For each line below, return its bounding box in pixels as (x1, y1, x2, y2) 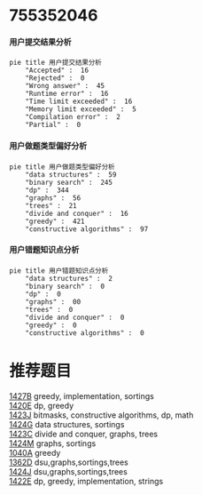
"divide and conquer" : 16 (25, 209, 128, 218)
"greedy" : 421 (25, 217, 86, 226)
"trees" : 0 (25, 305, 74, 314)
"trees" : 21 (25, 201, 77, 210)
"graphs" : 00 (25, 297, 82, 307)
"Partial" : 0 (25, 121, 82, 130)
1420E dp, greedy (9, 400, 74, 411)
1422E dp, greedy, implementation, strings (9, 475, 164, 486)
